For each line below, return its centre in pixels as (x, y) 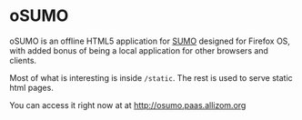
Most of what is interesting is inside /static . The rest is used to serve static (151, 77)
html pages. (32, 87)
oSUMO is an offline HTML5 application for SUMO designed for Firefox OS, (150, 41)
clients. (23, 60)
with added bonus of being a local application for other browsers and (139, 50)
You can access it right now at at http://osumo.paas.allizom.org (128, 105)
